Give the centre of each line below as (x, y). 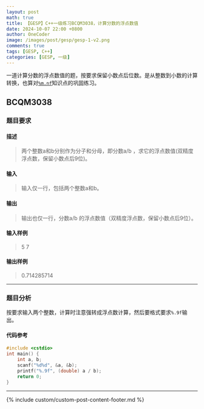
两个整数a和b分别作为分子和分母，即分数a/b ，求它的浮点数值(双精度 (107, 151)
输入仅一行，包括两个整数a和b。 (62, 188)
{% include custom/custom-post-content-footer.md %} (75, 399)
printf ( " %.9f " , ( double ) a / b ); (59, 371)
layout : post (23, 12)
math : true (20, 18)
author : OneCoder (28, 35)
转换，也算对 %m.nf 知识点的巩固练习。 (53, 83)
